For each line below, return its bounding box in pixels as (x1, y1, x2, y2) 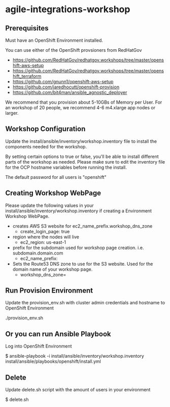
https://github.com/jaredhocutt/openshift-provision (12, 84, 120, 90)
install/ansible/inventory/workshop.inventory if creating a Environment (5, 207, 152, 214)
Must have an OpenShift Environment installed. (5, 37, 103, 43)
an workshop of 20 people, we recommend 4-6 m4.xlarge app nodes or (5, 105, 156, 110)
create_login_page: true (20, 228, 70, 234)
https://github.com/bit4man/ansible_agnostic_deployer (12, 89, 127, 95)
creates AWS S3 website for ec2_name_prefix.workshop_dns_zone (12, 223, 153, 229)
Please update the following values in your (5, 202, 94, 208)
